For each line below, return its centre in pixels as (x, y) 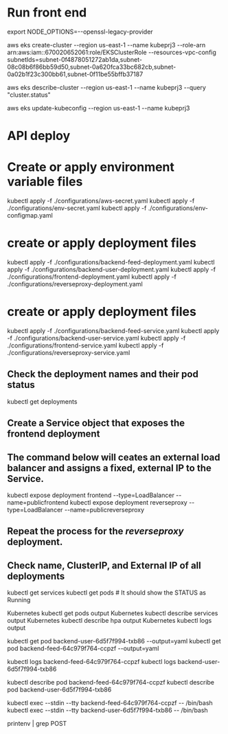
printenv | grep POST (37, 724)
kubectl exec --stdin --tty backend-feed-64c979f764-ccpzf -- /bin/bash (110, 703)
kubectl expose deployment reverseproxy (128, 502)
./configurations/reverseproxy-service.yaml (69, 352)
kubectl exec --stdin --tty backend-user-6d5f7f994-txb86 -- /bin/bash (107, 710)
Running (19, 600)
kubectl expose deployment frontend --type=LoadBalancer (91, 495)
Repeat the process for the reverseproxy (95, 531)
